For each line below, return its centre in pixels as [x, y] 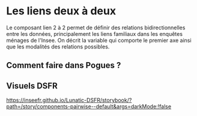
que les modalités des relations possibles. [58, 47]
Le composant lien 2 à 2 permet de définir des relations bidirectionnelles [96, 28]
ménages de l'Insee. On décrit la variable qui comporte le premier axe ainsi [99, 40]
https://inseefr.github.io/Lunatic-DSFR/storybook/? [69, 100]
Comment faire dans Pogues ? [64, 65]
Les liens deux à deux [61, 11]
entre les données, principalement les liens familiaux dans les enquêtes [95, 33]
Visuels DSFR [32, 86]
